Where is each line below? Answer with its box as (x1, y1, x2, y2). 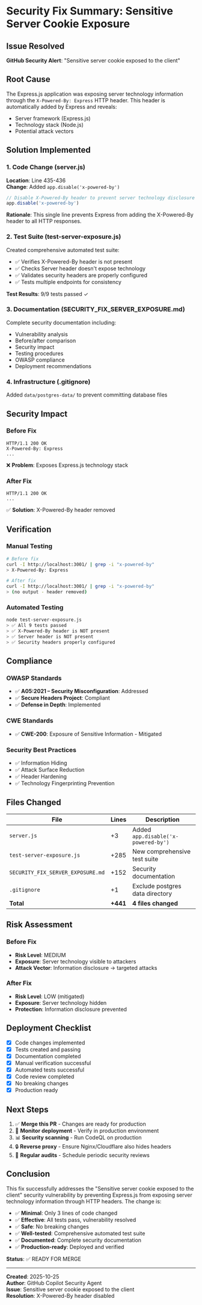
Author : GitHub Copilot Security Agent (6, 1279, 102, 1286)
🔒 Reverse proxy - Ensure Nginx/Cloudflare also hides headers (14, 1143, 171, 1150)
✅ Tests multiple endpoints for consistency (14, 278, 122, 285)
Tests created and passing (14, 1046, 81, 1053)
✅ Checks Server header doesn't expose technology (14, 265, 146, 272)
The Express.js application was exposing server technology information (6, 90, 183, 97)
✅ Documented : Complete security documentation (14, 1236, 142, 1244)
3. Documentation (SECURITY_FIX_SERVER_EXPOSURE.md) (6, 305, 185, 313)
